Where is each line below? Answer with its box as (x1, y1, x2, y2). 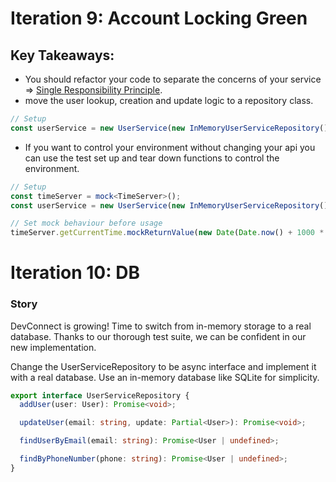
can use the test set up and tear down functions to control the (24, 152, 280, 164)
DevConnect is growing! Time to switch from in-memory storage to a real (10, 320, 312, 332)
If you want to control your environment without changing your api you (24, 141, 316, 153)
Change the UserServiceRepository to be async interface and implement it (10, 360, 317, 372)
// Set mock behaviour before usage (10, 218, 163, 229)
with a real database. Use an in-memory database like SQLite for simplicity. (10, 371, 320, 383)
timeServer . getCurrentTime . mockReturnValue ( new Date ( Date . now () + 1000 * (10, 228, 325, 238)
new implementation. (10, 341, 97, 353)
